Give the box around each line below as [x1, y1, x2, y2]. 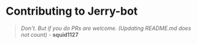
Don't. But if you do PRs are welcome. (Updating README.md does [20, 24, 191, 32]
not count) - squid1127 [20, 31, 79, 38]
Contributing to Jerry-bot [6, 4, 138, 18]
